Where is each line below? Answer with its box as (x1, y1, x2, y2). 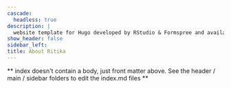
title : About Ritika (7, 48, 67, 55)
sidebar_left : (7, 42, 48, 48)
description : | (7, 23, 51, 29)
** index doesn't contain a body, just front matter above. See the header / (7, 66, 215, 75)
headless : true (13, 16, 57, 23)
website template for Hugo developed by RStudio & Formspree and (13, 29, 205, 36)
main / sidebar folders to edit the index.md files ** (7, 74, 149, 82)
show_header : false (7, 35, 63, 42)
